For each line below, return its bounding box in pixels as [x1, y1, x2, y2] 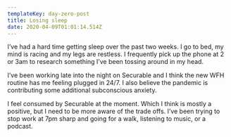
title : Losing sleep [7, 17, 68, 24]
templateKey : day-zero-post [7, 10, 90, 18]
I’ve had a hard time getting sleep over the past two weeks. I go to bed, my [7, 43, 224, 51]
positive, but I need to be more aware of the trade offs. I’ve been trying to [7, 107, 220, 116]
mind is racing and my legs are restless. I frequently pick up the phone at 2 [7, 50, 224, 58]
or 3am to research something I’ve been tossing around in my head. [7, 58, 204, 66]
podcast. [7, 122, 33, 131]
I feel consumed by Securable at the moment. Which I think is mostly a [7, 100, 212, 108]
